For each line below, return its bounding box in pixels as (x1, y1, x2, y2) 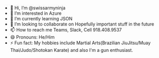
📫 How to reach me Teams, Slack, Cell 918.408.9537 (10, 27, 122, 33)
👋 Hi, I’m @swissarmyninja (10, 5, 66, 11)
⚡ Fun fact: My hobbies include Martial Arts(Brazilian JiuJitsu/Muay (10, 40, 151, 46)
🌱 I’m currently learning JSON (10, 16, 73, 21)
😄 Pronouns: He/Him (10, 34, 55, 40)
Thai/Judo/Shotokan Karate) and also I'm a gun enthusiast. (10, 47, 133, 53)
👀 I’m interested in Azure (10, 10, 62, 16)
